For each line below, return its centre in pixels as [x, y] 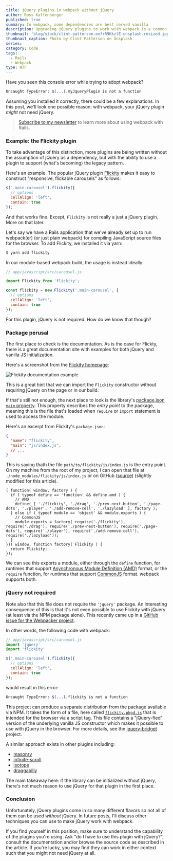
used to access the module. [35, 416]
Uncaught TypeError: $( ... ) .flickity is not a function [67, 697]
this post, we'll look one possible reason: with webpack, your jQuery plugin [85, 107]
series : [14, 44]
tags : [12, 53]
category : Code [22, 48]
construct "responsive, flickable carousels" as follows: [63, 178]
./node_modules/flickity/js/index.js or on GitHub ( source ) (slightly [79, 475]
